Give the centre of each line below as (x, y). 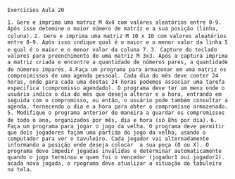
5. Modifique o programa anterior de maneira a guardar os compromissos (116, 113)
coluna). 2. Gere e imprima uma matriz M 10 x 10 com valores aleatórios (117, 36)
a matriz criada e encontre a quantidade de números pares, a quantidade (118, 62)
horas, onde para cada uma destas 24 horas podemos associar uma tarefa (116, 82)
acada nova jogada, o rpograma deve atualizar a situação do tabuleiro (114, 163)
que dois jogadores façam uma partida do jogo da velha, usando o (107, 132)
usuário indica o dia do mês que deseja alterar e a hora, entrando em (114, 94)
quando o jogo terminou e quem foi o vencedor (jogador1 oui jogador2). (116, 157)
